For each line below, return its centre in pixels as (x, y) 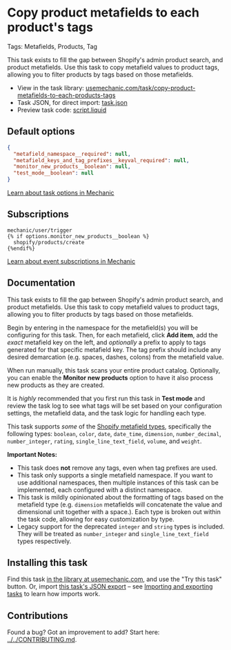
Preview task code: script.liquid (62, 110)
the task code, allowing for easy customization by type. (96, 519)
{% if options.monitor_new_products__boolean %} (78, 236)
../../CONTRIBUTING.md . (42, 640)
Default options (41, 131)
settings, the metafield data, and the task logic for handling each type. (107, 413)
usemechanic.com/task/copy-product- (141, 88)
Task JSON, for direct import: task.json (72, 102)
